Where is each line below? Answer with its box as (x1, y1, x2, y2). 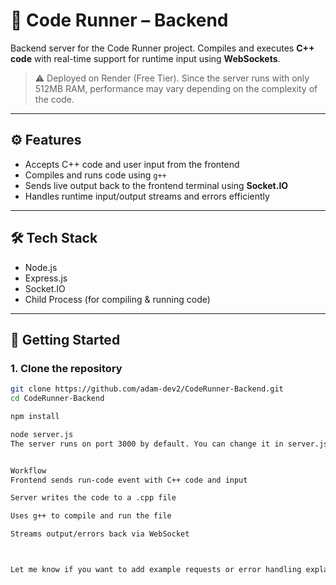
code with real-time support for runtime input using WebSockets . (10, 52, 281, 64)
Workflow (10, 465, 47, 476)
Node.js (24, 261, 58, 273)
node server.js (10, 429, 74, 439)
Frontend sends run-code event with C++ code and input (10, 475, 248, 485)
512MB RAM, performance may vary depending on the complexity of (34, 82, 318, 94)
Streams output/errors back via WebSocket (10, 529, 190, 539)
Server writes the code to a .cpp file (10, 493, 177, 503)
